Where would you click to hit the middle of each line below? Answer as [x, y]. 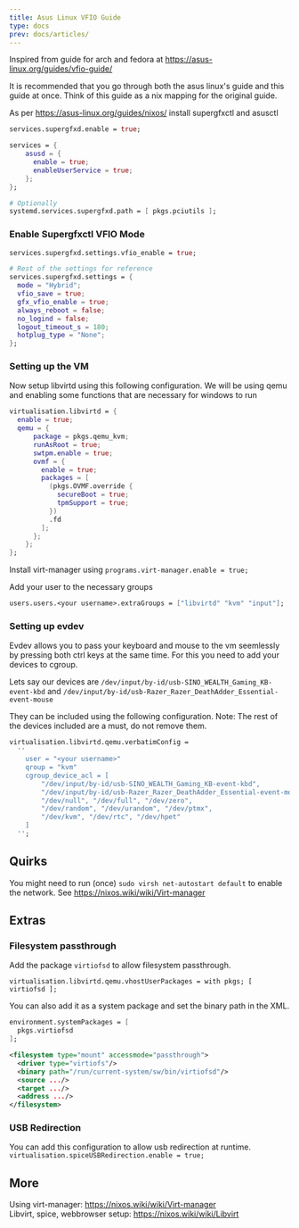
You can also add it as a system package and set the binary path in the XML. [149, 1006]
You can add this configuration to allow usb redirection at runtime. [130, 1147]
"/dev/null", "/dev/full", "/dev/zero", [117, 801]
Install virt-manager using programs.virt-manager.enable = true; [129, 570]
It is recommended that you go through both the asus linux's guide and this [147, 87]
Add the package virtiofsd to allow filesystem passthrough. [120, 966]
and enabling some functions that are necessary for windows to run [133, 395]
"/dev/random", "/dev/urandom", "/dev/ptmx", [127, 809]
